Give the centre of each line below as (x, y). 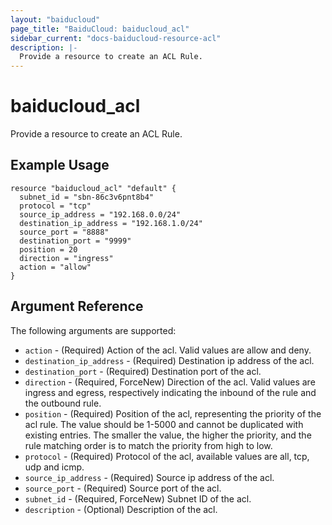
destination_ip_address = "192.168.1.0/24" (111, 223)
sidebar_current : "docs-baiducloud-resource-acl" (116, 38)
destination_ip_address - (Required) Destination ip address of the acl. (169, 360)
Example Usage (60, 165)
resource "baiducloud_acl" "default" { (93, 188)
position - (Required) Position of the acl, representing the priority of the (173, 413)
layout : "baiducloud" (55, 19)
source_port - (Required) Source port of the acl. (123, 488)
